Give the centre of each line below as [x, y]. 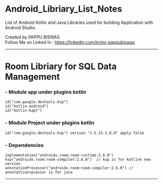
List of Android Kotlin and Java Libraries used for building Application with [79, 22]
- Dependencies [24, 145]
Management [33, 77]
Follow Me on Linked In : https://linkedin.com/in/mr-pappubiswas [70, 42]
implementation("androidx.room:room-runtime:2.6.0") [59, 155]
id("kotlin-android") [27, 106]
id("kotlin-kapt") [24, 110]
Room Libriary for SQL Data [61, 66]
